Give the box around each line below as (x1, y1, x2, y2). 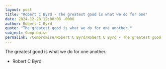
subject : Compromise (5, 30, 48, 35)
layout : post (5, 7, 32, 12)
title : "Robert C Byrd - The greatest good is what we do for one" (5, 12, 148, 17)
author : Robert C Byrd (5, 21, 52, 26)
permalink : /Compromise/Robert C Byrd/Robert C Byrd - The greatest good (5, 35, 162, 40)
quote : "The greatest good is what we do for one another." (5, 26, 133, 31)
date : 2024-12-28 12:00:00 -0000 (5, 16, 75, 21)
